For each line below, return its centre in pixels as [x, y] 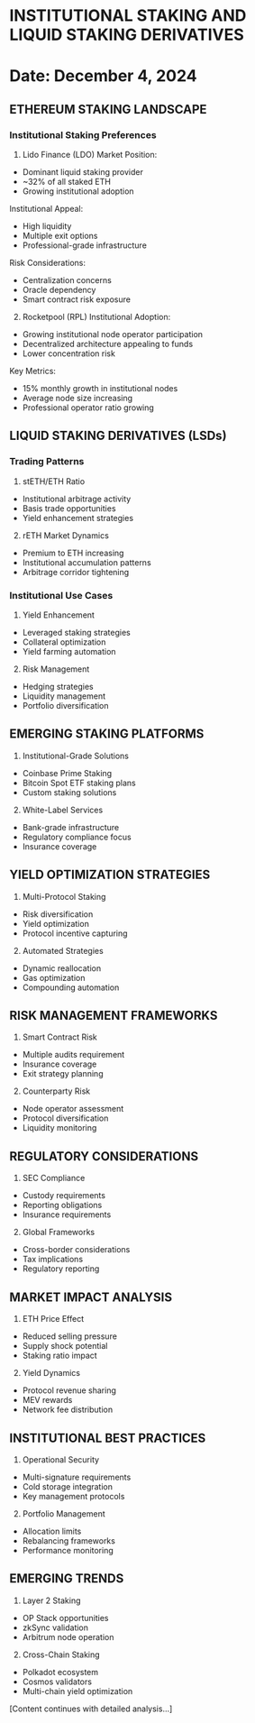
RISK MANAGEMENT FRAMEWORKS [114, 1016]
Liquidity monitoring [59, 1128]
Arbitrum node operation [68, 1636]
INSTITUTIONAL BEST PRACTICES [108, 1438]
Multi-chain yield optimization [77, 1691]
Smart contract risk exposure [76, 299]
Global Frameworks [59, 1233]
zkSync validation [55, 1627]
